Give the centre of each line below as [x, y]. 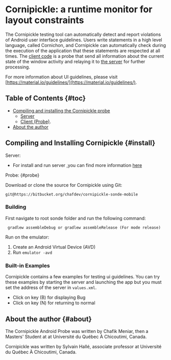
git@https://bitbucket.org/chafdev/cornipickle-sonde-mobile [72, 194]
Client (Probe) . [35, 122]
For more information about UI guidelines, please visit [62, 77]
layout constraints [45, 20]
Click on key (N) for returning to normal [54, 303]
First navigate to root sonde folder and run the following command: [76, 218]
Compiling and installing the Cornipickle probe [61, 110]
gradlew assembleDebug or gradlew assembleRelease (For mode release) [84, 227]
